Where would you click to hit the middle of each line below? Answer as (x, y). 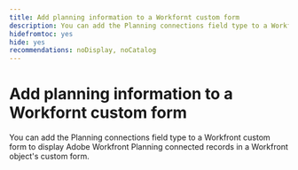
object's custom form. (50, 157)
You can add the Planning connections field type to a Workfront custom (140, 137)
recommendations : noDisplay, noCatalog (83, 50)
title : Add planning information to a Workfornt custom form (125, 17)
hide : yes (27, 42)
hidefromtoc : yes (41, 34)
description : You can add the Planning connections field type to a (138, 26)
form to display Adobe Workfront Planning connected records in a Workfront (149, 147)
